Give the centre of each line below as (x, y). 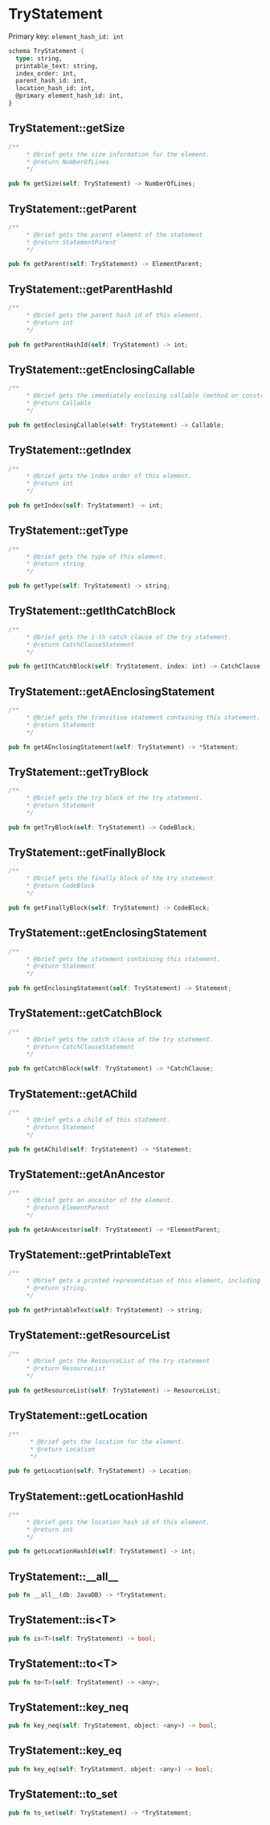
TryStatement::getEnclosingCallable (102, 369)
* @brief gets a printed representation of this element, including (143, 1281)
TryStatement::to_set (63, 1794)
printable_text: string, (57, 66)
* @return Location (62, 1449)
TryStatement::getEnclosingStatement (108, 933)
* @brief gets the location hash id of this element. (118, 1522)
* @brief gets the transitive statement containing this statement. (143, 717)
